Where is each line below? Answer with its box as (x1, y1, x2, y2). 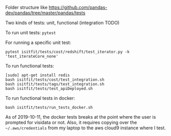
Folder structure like (5, 5, 48, 10)
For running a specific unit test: (5, 39, 71, 46)
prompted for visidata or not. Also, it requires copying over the (5, 120, 137, 125)
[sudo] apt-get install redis (5, 73, 70, 78)
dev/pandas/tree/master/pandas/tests (5, 10, 86, 16)
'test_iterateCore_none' (5, 54, 59, 59)
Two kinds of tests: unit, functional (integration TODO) (5, 20, 120, 26)
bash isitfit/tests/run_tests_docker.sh (5, 105, 93, 110)
